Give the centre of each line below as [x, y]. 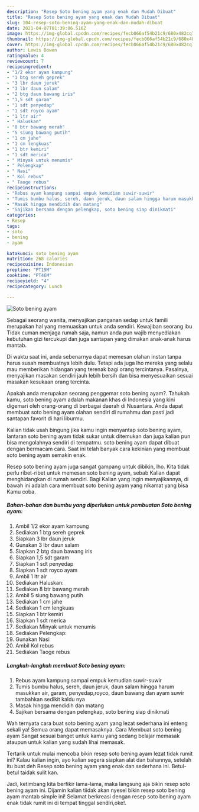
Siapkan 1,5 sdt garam [42, 558]
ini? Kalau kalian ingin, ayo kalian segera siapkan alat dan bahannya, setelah [99, 760]
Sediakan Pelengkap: [41, 633]
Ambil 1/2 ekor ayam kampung [52, 526]
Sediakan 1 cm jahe [39, 602]
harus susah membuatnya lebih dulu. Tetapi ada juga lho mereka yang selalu [99, 363]
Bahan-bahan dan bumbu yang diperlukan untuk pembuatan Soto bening [99, 505]
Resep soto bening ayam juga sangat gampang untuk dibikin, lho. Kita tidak [98, 466]
